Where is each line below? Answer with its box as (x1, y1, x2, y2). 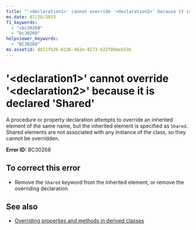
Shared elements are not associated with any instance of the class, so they (6, 128, 186, 135)
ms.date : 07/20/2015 (6, 14, 57, 20)
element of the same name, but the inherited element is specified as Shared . (6, 122, 188, 129)
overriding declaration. (14, 185, 69, 192)
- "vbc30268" (11, 25, 43, 31)
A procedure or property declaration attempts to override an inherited (6, 116, 173, 123)
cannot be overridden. (6, 135, 60, 142)
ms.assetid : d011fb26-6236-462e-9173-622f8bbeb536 (6, 47, 132, 53)
